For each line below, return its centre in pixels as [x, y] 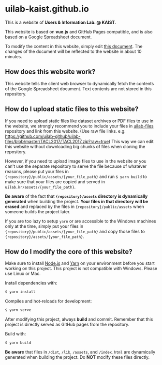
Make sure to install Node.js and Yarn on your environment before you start [80, 263]
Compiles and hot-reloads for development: [48, 301]
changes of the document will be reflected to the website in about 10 [73, 51]
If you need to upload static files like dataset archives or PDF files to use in [79, 121]
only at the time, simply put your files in [44, 226]
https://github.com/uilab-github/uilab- [43, 136]
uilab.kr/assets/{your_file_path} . [40, 187]
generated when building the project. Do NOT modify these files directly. [77, 357]
